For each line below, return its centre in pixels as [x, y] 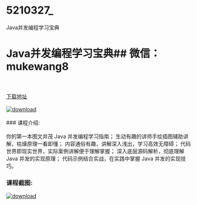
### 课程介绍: [23, 123]
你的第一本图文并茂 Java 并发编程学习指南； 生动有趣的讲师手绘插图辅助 [95, 136]
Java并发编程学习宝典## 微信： [83, 54]
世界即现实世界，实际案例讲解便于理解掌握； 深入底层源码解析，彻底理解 [95, 151]
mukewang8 [38, 67]
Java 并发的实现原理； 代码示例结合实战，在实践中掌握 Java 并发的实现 [93, 158]
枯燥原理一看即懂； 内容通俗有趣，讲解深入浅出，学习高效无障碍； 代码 [104, 143]
